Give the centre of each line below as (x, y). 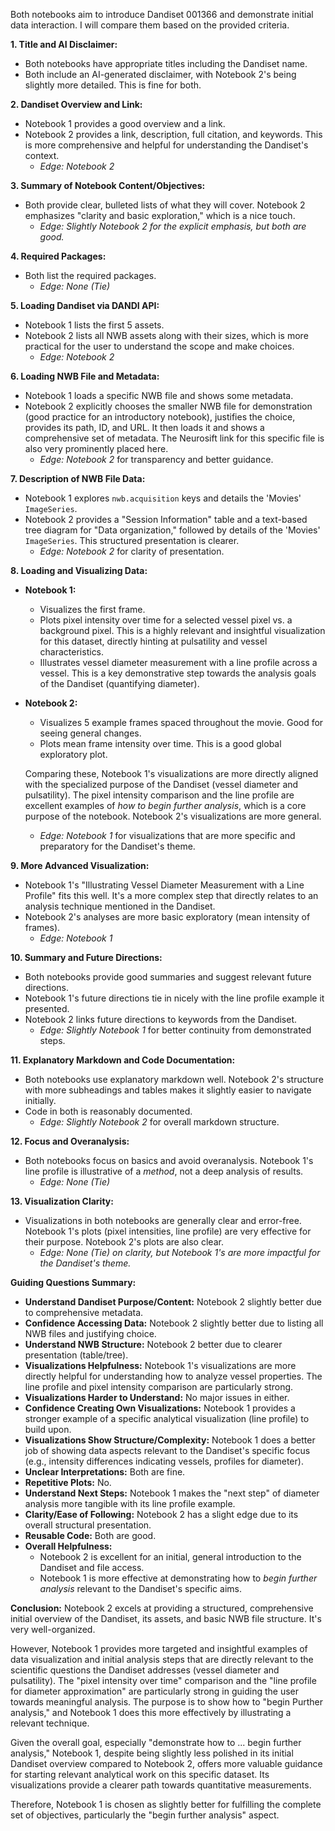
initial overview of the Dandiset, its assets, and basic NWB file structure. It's (166, 1618)
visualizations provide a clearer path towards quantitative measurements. (161, 1785)
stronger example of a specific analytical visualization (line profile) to (167, 1418)
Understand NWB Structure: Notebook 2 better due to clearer (153, 1344)
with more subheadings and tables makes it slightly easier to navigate (168, 1090)
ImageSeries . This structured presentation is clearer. (132, 540)
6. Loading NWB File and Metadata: (85, 376)
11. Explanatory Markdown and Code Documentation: (123, 1060)
